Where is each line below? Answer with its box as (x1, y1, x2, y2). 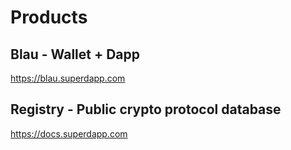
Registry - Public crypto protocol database (10, 101, 282, 118)
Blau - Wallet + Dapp (10, 46, 141, 63)
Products (10, 6, 88, 29)
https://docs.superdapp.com (10, 127, 128, 140)
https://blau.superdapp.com (10, 72, 126, 84)
